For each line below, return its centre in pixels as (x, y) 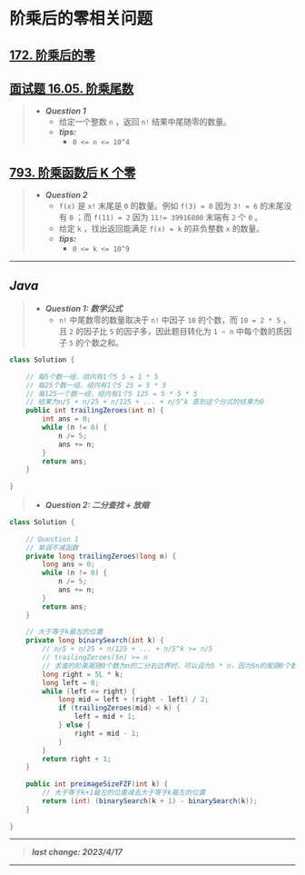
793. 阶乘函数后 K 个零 (73, 172)
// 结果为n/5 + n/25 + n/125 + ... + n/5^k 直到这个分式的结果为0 (145, 402)
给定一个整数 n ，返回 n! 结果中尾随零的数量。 (145, 122)
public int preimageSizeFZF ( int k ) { (97, 784)
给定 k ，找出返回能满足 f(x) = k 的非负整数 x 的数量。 (162, 229)
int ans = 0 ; (67, 419)
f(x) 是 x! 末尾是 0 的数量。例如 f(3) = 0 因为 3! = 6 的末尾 (171, 206)
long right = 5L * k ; (83, 674)
